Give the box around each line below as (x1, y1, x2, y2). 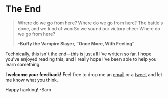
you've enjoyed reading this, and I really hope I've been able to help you (5, 56, 157, 62)
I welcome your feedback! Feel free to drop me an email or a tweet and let (5, 71, 162, 77)
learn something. (5, 61, 41, 67)
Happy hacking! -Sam (5, 86, 51, 92)
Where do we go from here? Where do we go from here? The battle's (17, 20, 163, 26)
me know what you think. (5, 77, 58, 83)
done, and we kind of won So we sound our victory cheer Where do (17, 25, 161, 31)
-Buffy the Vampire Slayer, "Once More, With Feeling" (17, 40, 135, 46)
